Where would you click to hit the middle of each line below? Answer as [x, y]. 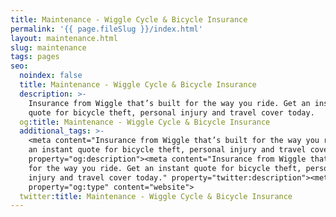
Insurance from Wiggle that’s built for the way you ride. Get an [169, 103]
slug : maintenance [48, 47]
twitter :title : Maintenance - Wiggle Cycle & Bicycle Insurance [156, 196]
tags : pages [35, 57]
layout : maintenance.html [64, 38]
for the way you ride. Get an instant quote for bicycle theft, [165, 168]
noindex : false [51, 76]
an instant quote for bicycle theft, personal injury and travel [167, 150]
